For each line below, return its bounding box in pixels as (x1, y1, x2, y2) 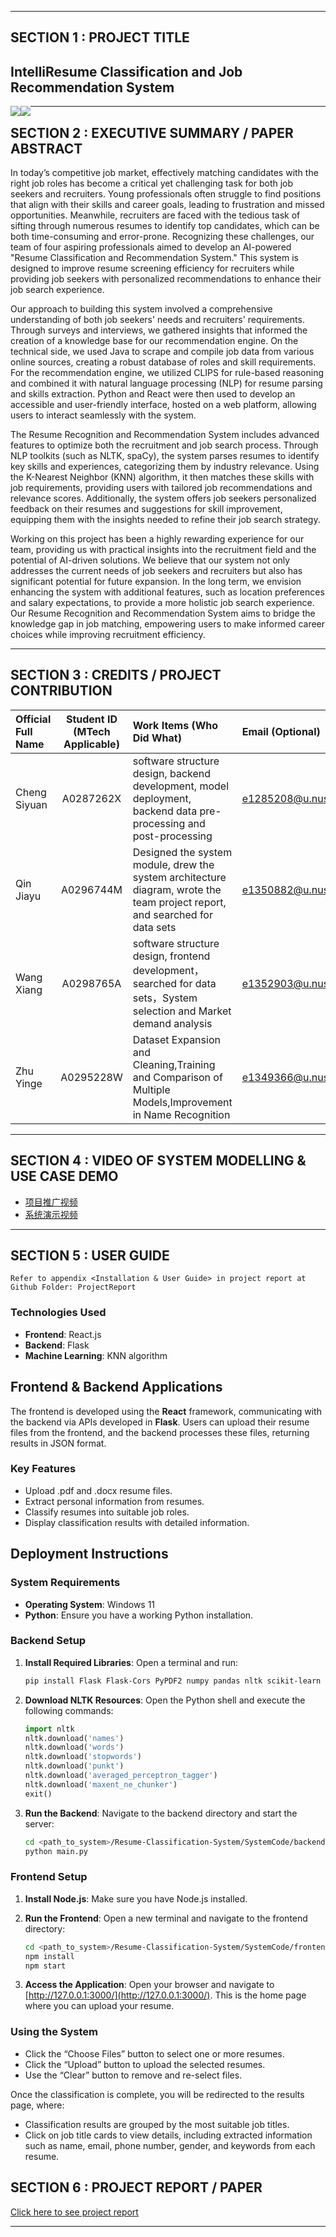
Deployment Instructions (10, 1546, 169, 1563)
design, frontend (132, 949, 211, 963)
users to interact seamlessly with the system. (10, 409, 197, 421)
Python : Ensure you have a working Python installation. (24, 1609, 254, 1621)
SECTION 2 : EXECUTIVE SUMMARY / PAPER (10, 124, 294, 141)
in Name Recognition (132, 1107, 231, 1121)
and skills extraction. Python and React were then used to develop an (10, 388, 296, 400)
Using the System (10, 2025, 99, 2039)
